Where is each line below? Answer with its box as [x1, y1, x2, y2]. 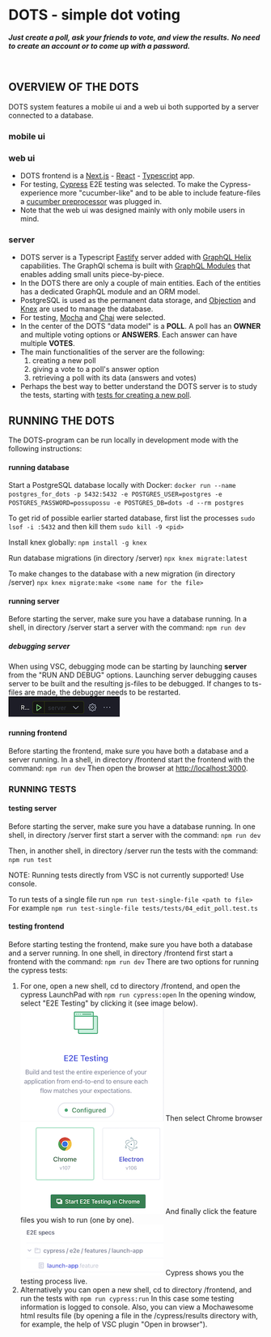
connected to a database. [8, 110, 94, 120]
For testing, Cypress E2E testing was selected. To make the [19, 179, 218, 189]
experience [19, 188, 58, 198]
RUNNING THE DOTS [8, 413, 115, 427]
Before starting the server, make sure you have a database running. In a [8, 614, 248, 624]
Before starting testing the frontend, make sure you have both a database [8, 939, 253, 949]
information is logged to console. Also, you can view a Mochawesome [19, 1302, 254, 1312]
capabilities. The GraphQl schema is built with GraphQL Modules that [19, 261, 251, 271]
